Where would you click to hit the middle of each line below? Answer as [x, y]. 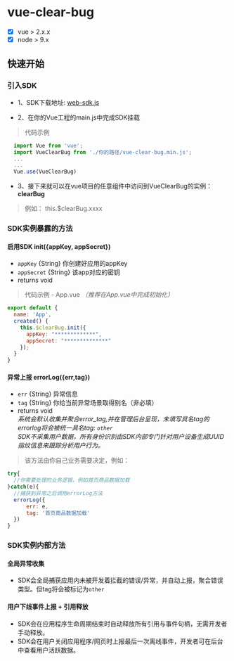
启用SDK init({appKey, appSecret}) [59, 246]
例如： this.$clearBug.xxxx [64, 209]
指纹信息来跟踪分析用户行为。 [60, 445]
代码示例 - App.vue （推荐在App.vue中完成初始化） [99, 295]
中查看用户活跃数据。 [48, 650]
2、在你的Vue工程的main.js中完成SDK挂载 [79, 117]
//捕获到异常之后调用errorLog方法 [58, 493]
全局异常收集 [26, 563]
